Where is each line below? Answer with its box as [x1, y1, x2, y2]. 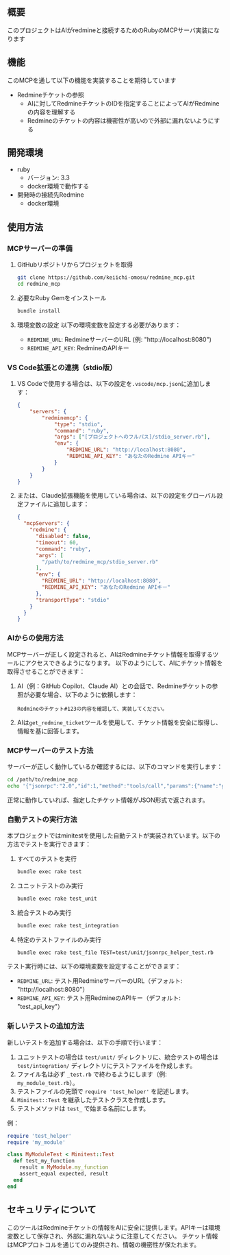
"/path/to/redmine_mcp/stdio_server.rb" [42, 558, 159, 565]
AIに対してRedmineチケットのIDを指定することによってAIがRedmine [27, 99, 220, 108]
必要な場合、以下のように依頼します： [29, 690, 138, 698]
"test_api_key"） [16, 1003, 64, 1011]
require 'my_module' [7, 1138, 66, 1146]
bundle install [16, 307, 61, 314]
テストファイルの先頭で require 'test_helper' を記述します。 [16, 1087, 193, 1095]
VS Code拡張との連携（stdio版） [7, 363, 117, 372]
